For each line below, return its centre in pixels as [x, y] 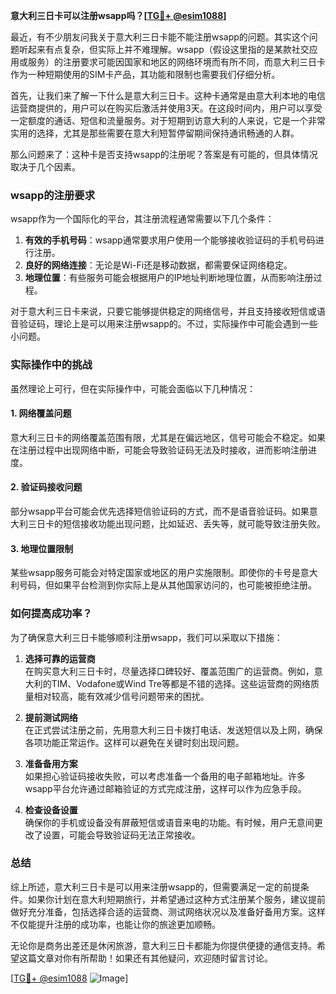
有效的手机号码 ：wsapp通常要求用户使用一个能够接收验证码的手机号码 [170, 240]
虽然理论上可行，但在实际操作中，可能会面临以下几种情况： [133, 388]
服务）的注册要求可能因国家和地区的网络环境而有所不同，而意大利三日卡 [176, 62]
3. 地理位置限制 [42, 548]
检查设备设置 [51, 810]
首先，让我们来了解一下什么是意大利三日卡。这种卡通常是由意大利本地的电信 [168, 95]
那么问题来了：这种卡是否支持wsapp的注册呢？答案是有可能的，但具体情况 [164, 154]
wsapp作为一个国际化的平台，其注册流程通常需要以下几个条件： [142, 219]
